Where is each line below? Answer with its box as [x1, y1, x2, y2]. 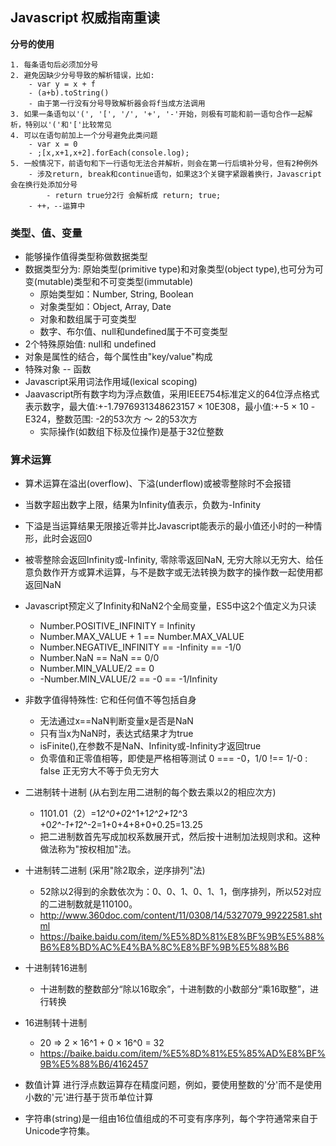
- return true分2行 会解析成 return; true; [46, 190, 222, 200]
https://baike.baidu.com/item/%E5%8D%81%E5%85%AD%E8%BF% [39, 1048, 327, 1060]
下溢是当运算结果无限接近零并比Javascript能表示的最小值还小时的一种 [24, 520, 314, 532]
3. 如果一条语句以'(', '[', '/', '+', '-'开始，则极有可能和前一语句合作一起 [10, 109, 306, 119]
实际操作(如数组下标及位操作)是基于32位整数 [39, 426, 224, 438]
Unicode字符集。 [24, 1125, 96, 1137]
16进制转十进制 [24, 1017, 88, 1029]
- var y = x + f [28, 79, 97, 89]
